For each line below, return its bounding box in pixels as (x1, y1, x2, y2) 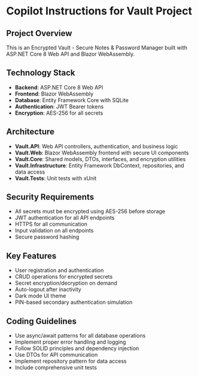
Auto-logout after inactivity (14, 286, 82, 293)
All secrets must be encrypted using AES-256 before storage (14, 208, 166, 215)
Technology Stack (6, 68, 75, 78)
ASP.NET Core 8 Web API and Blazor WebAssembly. (6, 50, 135, 58)
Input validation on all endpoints (14, 227, 94, 234)
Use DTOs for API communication (14, 351, 98, 359)
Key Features (6, 250, 57, 261)
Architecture (6, 127, 55, 137)
